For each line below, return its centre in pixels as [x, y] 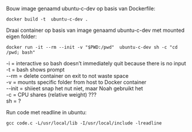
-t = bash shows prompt [35, 70]
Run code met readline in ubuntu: [47, 112]
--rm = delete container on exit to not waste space [67, 76]
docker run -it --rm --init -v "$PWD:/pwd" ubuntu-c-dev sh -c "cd [92, 47]
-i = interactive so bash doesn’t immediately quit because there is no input [96, 63]
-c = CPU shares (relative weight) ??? [52, 95]
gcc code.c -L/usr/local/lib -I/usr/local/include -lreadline [84, 123]
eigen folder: [21, 37]
